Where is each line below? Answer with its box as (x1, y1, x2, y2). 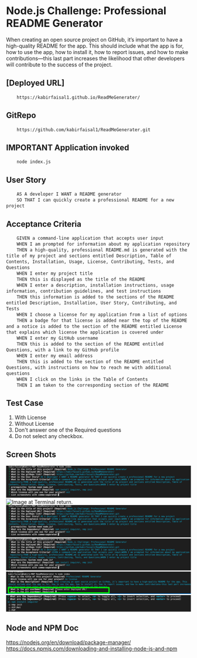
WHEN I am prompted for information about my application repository (16, 241, 191, 247)
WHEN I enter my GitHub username (16, 335, 98, 341)
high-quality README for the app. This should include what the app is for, (6, 42, 184, 49)
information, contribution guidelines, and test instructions (6, 288, 161, 294)
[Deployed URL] (6, 78, 64, 88)
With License (14, 413, 47, 421)
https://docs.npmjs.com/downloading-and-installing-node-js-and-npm (6, 645, 178, 652)
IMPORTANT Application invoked (6, 142, 130, 152)
